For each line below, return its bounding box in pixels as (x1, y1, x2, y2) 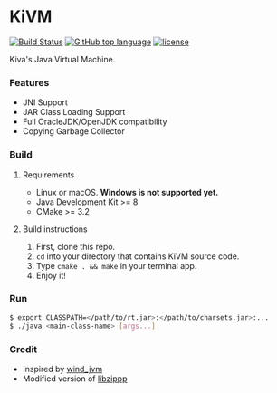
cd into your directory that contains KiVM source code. (35, 251, 240, 262)
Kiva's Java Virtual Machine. (9, 53, 116, 64)
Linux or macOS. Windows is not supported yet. (35, 187, 219, 197)
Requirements (22, 169, 75, 180)
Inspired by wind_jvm (22, 363, 102, 374)
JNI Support (22, 97, 68, 108)
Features (9, 76, 50, 89)
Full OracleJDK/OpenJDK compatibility (22, 116, 167, 128)
